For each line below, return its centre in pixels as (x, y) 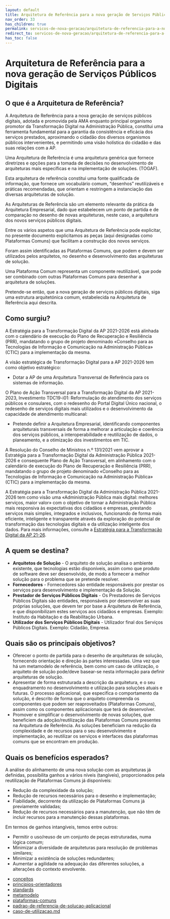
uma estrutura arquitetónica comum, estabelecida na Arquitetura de (76, 297)
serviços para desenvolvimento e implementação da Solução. (77, 590)
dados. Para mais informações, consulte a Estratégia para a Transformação (84, 529)
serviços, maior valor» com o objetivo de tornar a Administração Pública (80, 502)
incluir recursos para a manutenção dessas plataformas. (71, 817)
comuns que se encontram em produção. (56, 742)
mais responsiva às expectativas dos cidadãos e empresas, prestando (78, 508)
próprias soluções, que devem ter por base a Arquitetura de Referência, (87, 606)
